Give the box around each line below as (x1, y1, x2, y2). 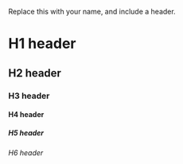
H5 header (8, 127, 45, 138)
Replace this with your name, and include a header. (8, 7, 177, 16)
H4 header (8, 110, 45, 119)
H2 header (8, 66, 62, 80)
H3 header (8, 90, 50, 101)
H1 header (8, 35, 76, 53)
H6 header (8, 148, 44, 158)
